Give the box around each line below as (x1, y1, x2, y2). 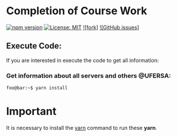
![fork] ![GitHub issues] (83, 24, 139, 31)
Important (6, 105, 57, 118)
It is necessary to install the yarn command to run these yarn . (6, 124, 157, 131)
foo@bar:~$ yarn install (6, 85, 68, 91)
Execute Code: (6, 41, 62, 51)
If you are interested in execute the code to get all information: (6, 56, 159, 63)
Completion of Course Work (6, 4, 147, 18)
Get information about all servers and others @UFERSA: (6, 71, 171, 79)
